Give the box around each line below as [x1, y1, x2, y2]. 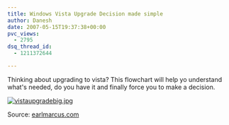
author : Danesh [7, 17, 52, 24]
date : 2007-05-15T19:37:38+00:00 [7, 23, 106, 30]
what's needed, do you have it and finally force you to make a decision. [7, 83, 216, 91]
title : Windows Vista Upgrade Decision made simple [7, 10, 163, 18]
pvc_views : [7, 30, 40, 37]
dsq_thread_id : [7, 43, 52, 50]
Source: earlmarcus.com [7, 110, 79, 119]
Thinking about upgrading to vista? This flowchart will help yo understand [7, 75, 223, 83]
